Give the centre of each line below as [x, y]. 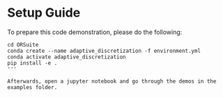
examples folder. [32, 87]
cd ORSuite [23, 44]
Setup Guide [44, 13]
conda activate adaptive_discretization [67, 57]
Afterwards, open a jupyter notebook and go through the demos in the [112, 81]
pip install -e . [32, 63]
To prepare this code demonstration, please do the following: [95, 32]
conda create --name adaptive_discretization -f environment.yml [104, 51]
